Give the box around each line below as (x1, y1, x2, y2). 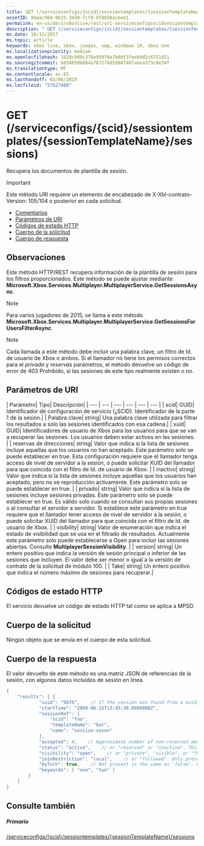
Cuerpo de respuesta (15, 234, 69, 242)
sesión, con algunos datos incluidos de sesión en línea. (6, 677, 144, 683)
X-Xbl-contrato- (152, 191, 192, 198)
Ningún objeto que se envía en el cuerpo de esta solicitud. (6, 636, 152, 644)
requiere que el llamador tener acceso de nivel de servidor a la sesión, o (6, 511, 187, 518)
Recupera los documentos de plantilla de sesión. (6, 167, 128, 174)
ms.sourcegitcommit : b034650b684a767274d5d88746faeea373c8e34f (6, 60, 170, 66)
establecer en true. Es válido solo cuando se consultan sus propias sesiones (6, 497, 197, 505)
